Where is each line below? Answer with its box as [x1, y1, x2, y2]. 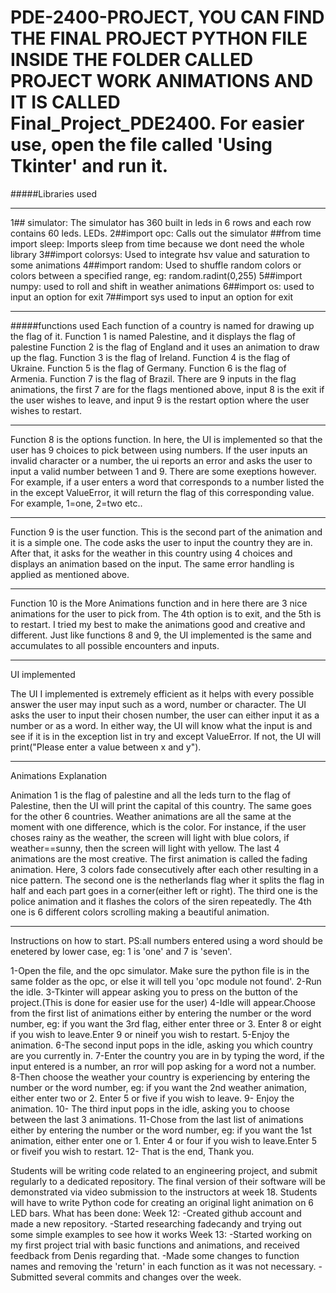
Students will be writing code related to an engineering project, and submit [10, 1164, 318, 1176]
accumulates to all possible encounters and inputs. [10, 639, 220, 651]
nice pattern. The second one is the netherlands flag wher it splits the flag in [10, 874, 325, 886]
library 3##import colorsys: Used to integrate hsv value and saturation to [10, 248, 310, 260]
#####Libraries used [10, 187, 98, 200]
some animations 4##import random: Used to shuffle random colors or [10, 259, 302, 271]
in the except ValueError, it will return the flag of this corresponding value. [10, 486, 315, 498]
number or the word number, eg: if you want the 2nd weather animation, [10, 1081, 308, 1093]
